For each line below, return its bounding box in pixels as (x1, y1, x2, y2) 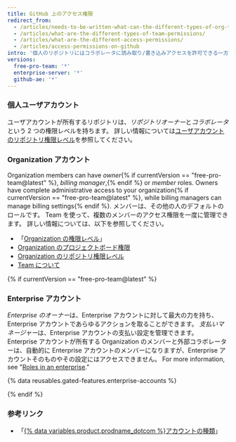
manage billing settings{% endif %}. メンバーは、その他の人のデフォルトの (7, 201, 225, 210)
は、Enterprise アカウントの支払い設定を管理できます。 (37, 329, 198, 337)
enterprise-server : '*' (13, 69, 83, 76)
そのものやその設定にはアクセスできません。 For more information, (31, 355, 225, 363)
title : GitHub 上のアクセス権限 (7, 10, 93, 18)
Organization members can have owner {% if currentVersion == (7, 170, 190, 179)
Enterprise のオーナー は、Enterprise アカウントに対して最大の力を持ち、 (7, 311, 218, 320)
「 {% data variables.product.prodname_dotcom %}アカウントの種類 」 (17, 427, 221, 435)
